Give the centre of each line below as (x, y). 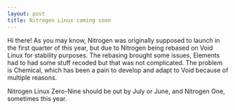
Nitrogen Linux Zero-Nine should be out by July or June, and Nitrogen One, (116, 91)
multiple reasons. (32, 77)
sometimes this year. (37, 98)
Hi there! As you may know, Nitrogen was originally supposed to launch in (114, 40)
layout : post (26, 14)
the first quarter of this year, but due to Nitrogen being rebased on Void (110, 48)
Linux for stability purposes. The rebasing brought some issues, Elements (114, 55)
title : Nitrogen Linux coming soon (59, 20)
